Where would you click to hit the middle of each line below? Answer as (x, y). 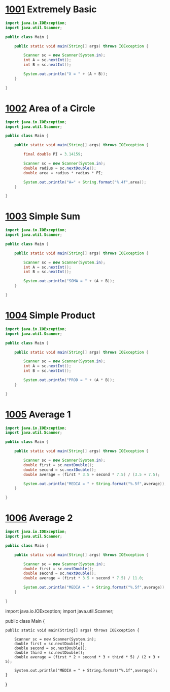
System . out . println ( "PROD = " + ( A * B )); (69, 380)
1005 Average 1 (38, 414)
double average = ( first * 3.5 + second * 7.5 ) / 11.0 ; (84, 578)
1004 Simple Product (50, 316)
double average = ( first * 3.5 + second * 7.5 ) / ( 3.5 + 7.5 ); (92, 474)
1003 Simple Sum (43, 216)
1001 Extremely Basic (51, 9)
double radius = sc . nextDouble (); (60, 168)
